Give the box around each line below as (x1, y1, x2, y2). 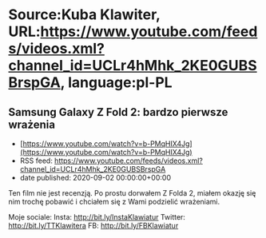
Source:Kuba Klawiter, (8, 6, 161, 24)
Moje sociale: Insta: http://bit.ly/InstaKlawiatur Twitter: (8, 212, 186, 221)
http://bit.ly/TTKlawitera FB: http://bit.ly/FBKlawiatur (8, 221, 179, 230)
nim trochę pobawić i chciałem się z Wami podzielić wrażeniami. (8, 197, 220, 206)
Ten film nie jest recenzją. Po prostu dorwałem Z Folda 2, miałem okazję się (8, 188, 256, 197)
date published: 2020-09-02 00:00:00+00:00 (19, 173, 172, 182)
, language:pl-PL (60, 73, 173, 92)
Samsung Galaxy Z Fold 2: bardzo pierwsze (8, 105, 228, 119)
